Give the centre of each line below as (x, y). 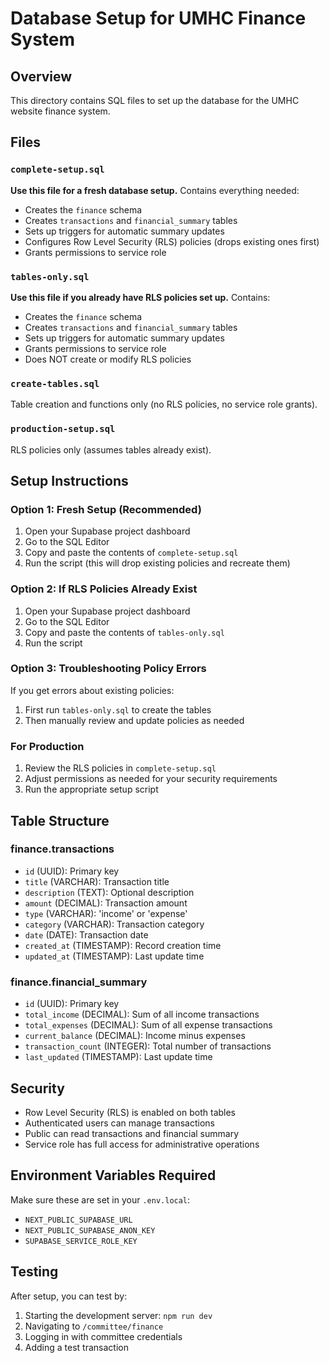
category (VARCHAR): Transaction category (114, 924)
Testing (34, 1272)
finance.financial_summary (79, 982)
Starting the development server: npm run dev (118, 1315)
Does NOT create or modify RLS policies (108, 359)
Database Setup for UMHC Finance (158, 18)
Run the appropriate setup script (91, 789)
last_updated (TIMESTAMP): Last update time (118, 1057)
